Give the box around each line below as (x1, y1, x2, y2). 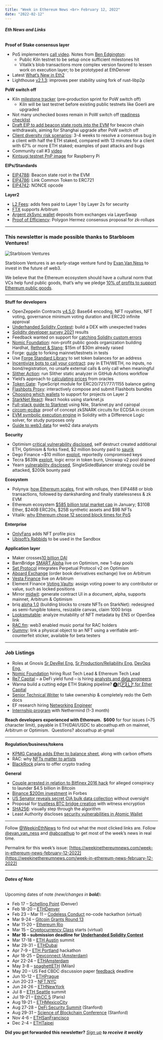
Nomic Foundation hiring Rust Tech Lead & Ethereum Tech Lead (12, 671, 140, 676)
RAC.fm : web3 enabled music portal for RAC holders (12, 622, 117, 628)
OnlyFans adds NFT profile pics (12, 531, 76, 537)
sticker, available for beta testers (35, 633, 100, 638)
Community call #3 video (12, 148, 63, 154)
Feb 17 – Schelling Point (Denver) (12, 901, 79, 906)
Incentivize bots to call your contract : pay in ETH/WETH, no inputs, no (12, 360, 152, 366)
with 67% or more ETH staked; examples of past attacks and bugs (12, 142, 145, 149)
